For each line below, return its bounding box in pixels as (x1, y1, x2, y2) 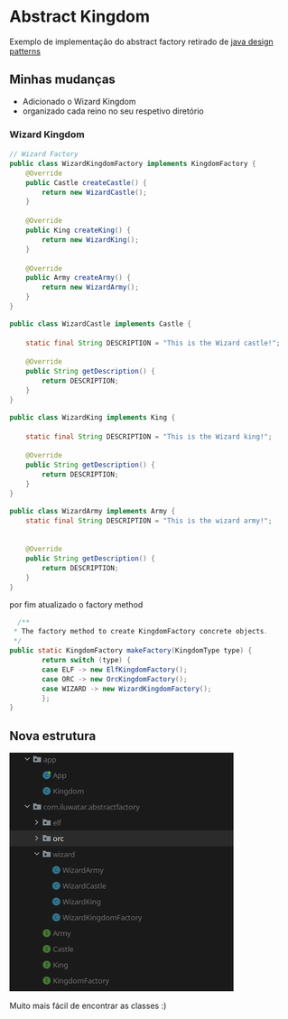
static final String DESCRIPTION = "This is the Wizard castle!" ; (25, 338, 281, 347)
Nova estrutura (9, 728, 97, 744)
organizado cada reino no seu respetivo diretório (22, 106, 205, 116)
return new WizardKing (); (42, 235, 140, 245)
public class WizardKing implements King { (9, 412, 176, 421)
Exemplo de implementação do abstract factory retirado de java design (9, 36, 274, 47)
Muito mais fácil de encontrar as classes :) (9, 1000, 167, 1012)
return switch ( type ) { (42, 656, 131, 665)
